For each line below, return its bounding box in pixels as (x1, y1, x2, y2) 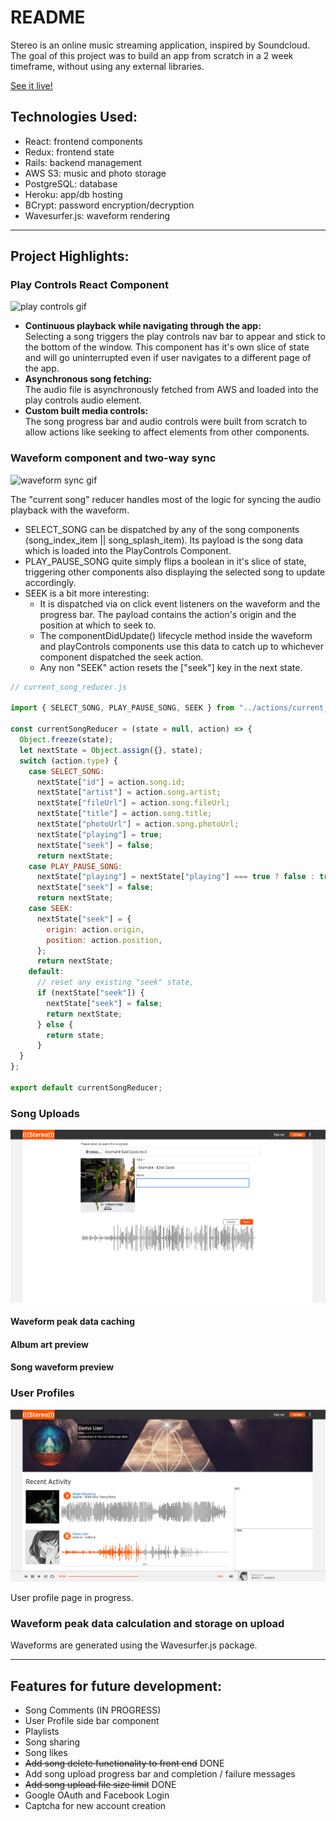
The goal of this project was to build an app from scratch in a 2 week (10, 49, 294, 61)
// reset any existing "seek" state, (36, 977, 195, 988)
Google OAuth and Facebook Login (24, 1789, 170, 1801)
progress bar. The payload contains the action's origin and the (39, 608, 297, 620)
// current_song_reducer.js (10, 682, 128, 692)
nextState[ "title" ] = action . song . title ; (36, 809, 213, 819)
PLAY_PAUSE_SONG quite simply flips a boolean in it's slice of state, (24, 555, 307, 567)
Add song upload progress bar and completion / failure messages (24, 1768, 296, 1780)
